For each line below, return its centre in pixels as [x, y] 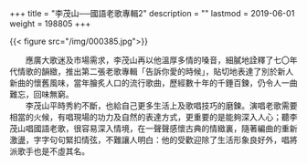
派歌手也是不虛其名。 [49, 151]
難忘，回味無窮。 [42, 94]
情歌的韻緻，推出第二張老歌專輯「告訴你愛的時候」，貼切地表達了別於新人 [155, 72]
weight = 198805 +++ [50, 24]
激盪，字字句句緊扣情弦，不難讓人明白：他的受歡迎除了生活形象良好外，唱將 [153, 140]
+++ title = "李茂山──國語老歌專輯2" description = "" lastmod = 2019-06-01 [152, 13]
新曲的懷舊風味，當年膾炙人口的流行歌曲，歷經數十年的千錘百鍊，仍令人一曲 [153, 83]
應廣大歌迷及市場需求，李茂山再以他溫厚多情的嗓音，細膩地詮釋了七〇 [157, 60]
